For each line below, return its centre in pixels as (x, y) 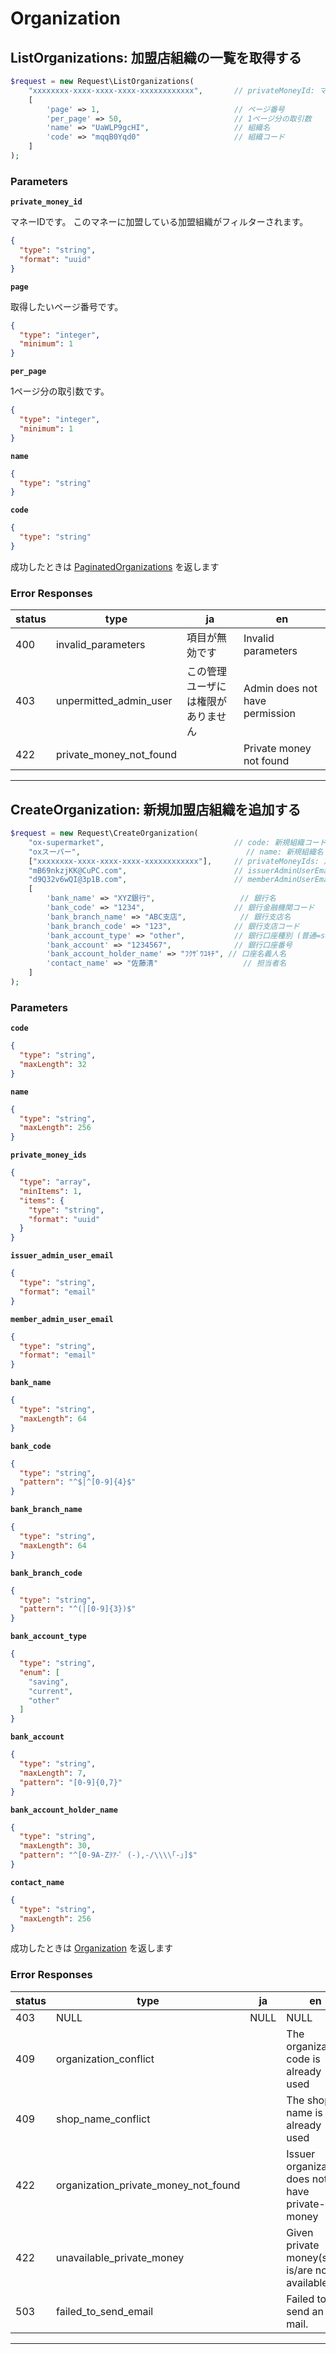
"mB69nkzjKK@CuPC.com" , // (136, 870)
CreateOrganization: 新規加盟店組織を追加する (156, 809)
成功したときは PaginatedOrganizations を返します (115, 566)
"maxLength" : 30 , (55, 1846)
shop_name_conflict (103, 2119)
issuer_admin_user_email (62, 1256)
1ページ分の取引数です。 (60, 391)
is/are (299, 2270)
